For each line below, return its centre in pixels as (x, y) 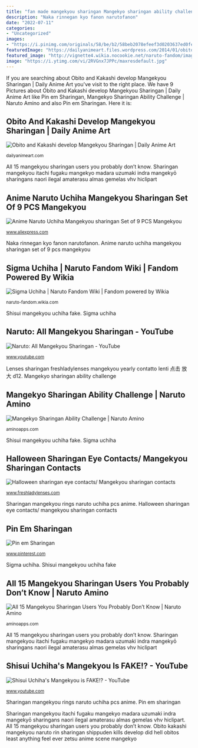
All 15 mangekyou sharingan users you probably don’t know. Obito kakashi (96, 726)
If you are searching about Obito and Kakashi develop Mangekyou (86, 78)
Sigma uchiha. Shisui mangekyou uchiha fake (61, 565)
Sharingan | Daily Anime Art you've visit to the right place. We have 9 (90, 84)
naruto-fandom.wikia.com (32, 302)
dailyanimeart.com (25, 156)
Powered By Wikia (40, 277)
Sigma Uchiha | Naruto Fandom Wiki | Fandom (92, 268)
